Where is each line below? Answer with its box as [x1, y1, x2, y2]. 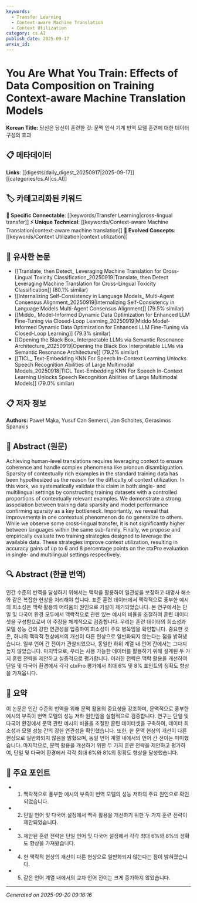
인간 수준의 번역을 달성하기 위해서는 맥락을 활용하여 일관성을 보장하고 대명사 [6, 589, 180, 596]
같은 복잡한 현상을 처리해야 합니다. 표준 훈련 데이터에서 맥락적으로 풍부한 [12, 596, 178, 603]
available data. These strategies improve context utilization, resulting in [6, 538, 178, 546]
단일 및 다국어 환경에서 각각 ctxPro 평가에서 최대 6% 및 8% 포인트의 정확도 [6, 662, 179, 669]
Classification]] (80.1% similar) [14, 286, 89, 293]
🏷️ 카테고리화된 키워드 [6, 194, 83, 204]
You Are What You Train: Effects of [6, 67, 178, 80]
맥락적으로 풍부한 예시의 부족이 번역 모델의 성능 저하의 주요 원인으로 [23, 790, 179, 798]
